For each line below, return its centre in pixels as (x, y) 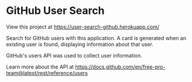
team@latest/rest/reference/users (47, 73)
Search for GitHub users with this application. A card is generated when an (96, 38)
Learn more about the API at (40, 67)
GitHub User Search (55, 11)
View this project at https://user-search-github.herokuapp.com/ (83, 27)
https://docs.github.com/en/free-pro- (120, 67)
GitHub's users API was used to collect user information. (74, 55)
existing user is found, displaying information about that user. (80, 44)
